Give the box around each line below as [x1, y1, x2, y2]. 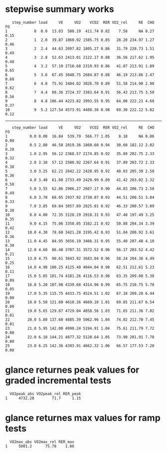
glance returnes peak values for [5, 364, 140, 376]
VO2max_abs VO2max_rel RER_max [9, 439, 75, 445]
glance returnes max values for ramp [5, 413, 161, 424]
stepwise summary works [5, 3, 114, 15]
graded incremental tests [5, 375, 112, 386]
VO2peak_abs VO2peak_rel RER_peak [9, 391, 81, 396]
